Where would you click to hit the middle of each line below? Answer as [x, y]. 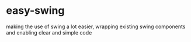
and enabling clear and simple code [49, 32]
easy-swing [35, 11]
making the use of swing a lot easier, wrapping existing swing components [96, 26]
